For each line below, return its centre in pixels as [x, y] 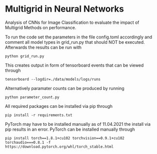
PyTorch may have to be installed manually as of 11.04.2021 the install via [78, 124]
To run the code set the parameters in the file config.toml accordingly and [79, 37]
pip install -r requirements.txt [39, 115]
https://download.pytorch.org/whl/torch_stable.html [59, 147]
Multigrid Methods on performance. [41, 27]
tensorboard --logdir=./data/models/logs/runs [53, 79]
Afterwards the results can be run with [43, 47]
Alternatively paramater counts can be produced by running [65, 88]
